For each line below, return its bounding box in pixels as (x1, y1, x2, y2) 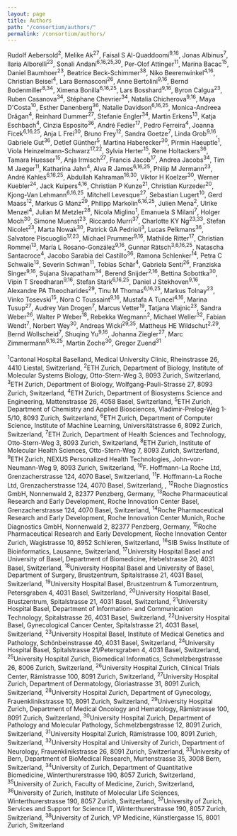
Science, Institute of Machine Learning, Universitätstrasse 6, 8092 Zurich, (7, 421, 223, 429)
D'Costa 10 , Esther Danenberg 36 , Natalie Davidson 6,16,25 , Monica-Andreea (7, 102, 221, 111)
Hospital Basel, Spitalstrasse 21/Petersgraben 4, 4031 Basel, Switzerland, (7, 646, 221, 654)
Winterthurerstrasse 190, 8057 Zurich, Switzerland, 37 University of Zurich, (7, 796, 224, 805)
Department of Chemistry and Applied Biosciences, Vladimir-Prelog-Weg (7, 405, 220, 413)
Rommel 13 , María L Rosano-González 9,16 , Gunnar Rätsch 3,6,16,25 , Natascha (7, 241, 224, 251)
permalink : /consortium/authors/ (7, 30, 106, 38)
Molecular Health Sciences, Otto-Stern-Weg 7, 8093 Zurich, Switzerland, (7, 446, 219, 454)
